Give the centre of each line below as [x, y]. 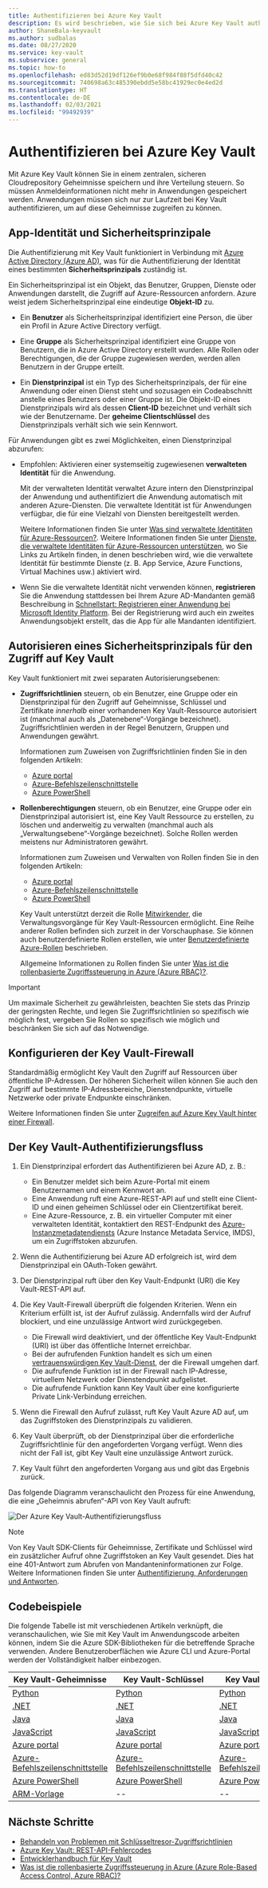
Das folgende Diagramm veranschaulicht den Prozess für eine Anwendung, [132, 1492]
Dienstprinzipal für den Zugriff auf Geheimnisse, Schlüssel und [123, 702]
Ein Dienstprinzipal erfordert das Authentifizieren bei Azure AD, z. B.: [133, 1166]
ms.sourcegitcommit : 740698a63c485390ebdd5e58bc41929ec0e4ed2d [116, 82]
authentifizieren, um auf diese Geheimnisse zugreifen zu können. [115, 208]
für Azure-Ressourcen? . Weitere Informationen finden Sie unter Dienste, [138, 537]
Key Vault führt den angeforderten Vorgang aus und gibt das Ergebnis [134, 1468]
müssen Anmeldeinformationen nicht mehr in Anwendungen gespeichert [128, 191]
